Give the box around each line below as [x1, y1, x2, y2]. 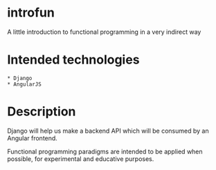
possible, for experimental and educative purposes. [7, 154, 154, 163]
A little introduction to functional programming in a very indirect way [7, 28, 201, 36]
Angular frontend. [7, 133, 57, 142]
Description [7, 104, 76, 120]
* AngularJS [7, 81, 42, 88]
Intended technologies [7, 52, 140, 68]
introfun [7, 5, 55, 21]
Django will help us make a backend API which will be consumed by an [7, 126, 209, 135]
